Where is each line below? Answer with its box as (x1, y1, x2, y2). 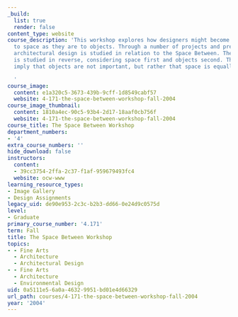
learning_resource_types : (7, 181, 84, 188)
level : (7, 207, 27, 214)
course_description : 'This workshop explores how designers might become (7, 37, 230, 44)
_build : (7, 10, 30, 18)
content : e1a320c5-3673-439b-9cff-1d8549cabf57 (13, 89, 157, 96)
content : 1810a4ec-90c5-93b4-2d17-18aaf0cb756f (13, 109, 157, 116)
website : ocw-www (13, 174, 65, 181)
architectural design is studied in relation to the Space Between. (13, 50, 220, 57)
